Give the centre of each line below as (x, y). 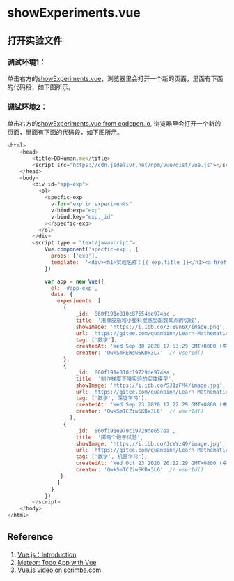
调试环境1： (27, 62)
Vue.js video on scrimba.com (59, 570)
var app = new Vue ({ (74, 281)
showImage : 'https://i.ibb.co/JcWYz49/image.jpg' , (151, 444)
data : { (62, 295)
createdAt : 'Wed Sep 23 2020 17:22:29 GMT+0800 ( (149, 405)
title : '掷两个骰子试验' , (110, 437)
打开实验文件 (35, 40)
